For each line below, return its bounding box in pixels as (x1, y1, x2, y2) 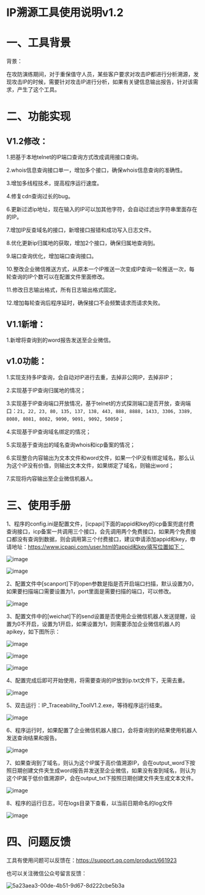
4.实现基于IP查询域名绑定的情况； (6, 428, 92, 435)
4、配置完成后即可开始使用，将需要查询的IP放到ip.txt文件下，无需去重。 (6, 676, 188, 684)
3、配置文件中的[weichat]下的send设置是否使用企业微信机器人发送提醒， (6, 612, 191, 620)
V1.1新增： (6, 319, 46, 329)
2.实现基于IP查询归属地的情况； (6, 386, 86, 393)
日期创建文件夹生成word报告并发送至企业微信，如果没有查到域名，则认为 (11, 767, 196, 774)
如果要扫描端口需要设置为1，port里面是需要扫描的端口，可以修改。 (6, 587, 174, 595)
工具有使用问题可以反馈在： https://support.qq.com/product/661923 (6, 856, 177, 864)
